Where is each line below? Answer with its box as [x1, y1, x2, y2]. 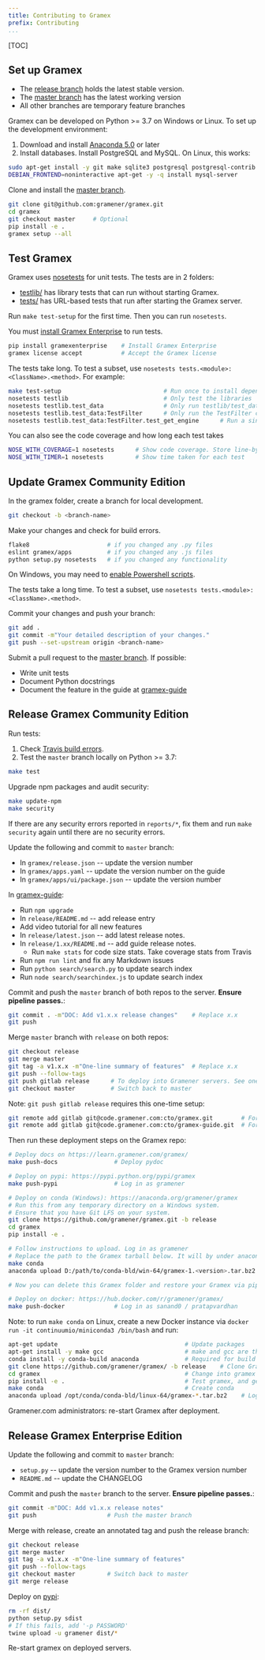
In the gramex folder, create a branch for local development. [8, 496, 203, 505]
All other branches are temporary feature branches [19, 101, 185, 110]
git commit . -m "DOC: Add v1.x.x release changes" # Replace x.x [8, 1011, 238, 1019]
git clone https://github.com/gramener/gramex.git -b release [8, 1216, 217, 1224]
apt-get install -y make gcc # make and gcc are [8, 1348, 248, 1356]
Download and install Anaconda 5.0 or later [19, 140, 160, 150]
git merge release [8, 1578, 69, 1586]
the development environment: [8, 125, 108, 134]
